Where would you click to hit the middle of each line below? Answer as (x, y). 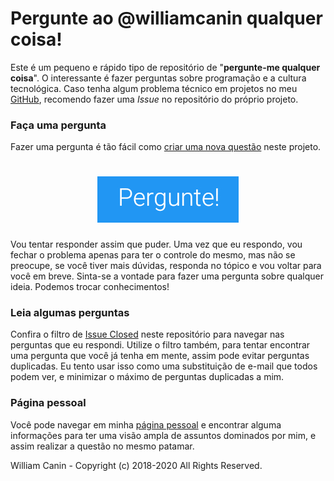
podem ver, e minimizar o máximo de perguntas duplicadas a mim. (147, 377)
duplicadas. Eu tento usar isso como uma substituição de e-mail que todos (164, 366)
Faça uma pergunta (58, 125)
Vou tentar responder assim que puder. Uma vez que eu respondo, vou (156, 244)
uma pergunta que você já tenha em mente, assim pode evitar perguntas (160, 356)
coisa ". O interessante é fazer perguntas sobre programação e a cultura (158, 78)
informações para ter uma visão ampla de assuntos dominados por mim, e (163, 435)
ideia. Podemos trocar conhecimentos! (90, 287)
